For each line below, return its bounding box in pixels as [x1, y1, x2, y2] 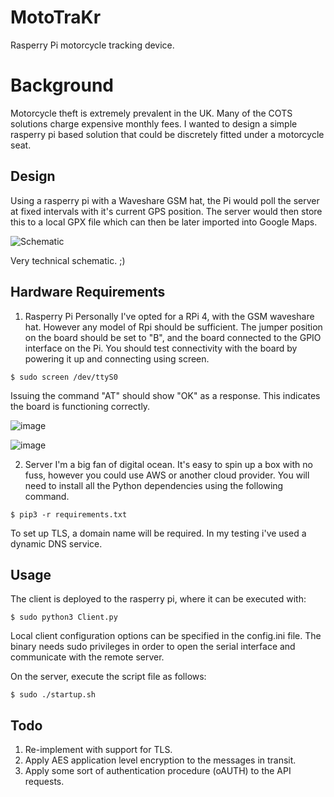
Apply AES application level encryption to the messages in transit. [24, 754, 297, 766]
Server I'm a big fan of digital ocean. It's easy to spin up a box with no [24, 458, 313, 470]
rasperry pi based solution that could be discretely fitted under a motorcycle [10, 128, 325, 140]
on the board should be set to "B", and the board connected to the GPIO [24, 331, 322, 343]
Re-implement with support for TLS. [24, 744, 173, 756]
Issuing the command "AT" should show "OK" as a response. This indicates [10, 389, 321, 401]
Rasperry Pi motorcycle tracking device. [10, 39, 175, 51]
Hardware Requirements [10, 284, 166, 301]
